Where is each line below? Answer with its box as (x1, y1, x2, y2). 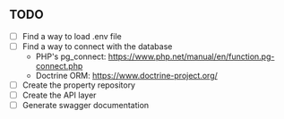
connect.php (35, 60, 83, 71)
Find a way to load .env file (22, 30, 123, 41)
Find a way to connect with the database (22, 40, 173, 52)
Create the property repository (22, 80, 136, 90)
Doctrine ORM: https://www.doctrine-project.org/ (35, 70, 218, 81)
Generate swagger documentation (22, 100, 150, 111)
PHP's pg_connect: (35, 51, 107, 62)
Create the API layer (22, 89, 97, 100)
